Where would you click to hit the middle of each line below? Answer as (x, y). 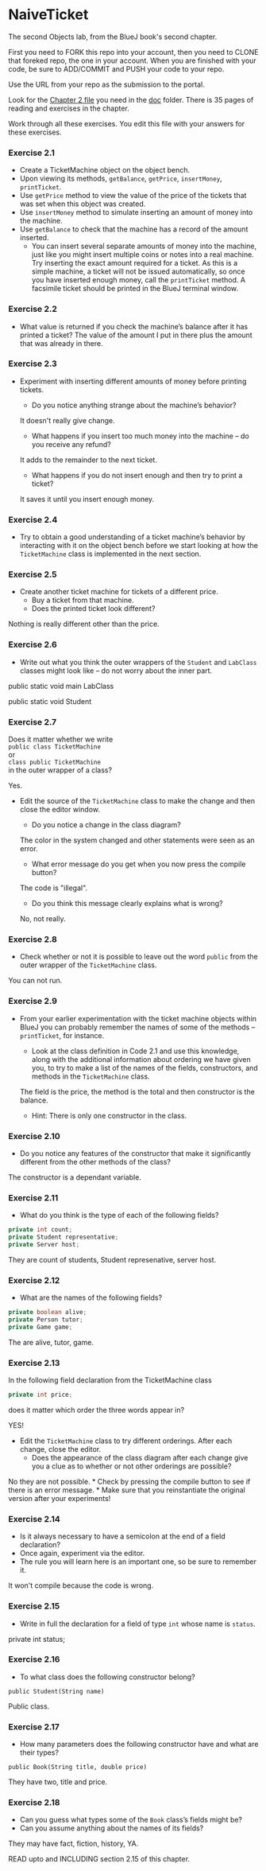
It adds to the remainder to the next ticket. (88, 460)
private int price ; (40, 1395)
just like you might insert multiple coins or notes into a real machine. (143, 255)
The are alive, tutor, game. (51, 1342)
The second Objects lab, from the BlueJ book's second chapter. (113, 37)
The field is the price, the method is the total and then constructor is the (137, 1091)
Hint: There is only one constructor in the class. (109, 1115)
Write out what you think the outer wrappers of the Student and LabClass (138, 662)
